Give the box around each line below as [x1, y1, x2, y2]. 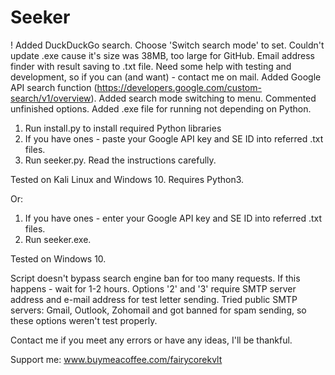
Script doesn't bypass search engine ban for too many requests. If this [10, 272, 301, 284]
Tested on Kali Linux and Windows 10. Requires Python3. [10, 173, 245, 185]
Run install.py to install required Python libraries [24, 122, 222, 134]
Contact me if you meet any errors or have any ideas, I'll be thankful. [10, 334, 293, 346]
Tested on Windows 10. [10, 252, 107, 265]
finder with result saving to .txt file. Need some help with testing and [10, 60, 292, 72]
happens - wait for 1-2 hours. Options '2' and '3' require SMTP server [10, 282, 297, 295]
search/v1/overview [10, 92, 92, 104]
